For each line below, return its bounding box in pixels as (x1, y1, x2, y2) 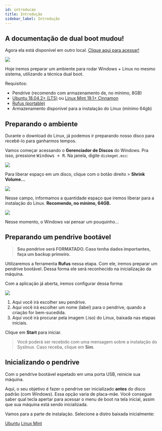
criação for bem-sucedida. (12, 309, 66, 315)
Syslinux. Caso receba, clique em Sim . (17, 344, 95, 350)
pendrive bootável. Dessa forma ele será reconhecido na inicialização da (5, 266, 151, 272)
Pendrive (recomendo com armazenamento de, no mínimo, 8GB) (12, 90, 142, 96)
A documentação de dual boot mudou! (5, 34, 124, 43)
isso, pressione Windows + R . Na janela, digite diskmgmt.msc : (5, 152, 128, 158)
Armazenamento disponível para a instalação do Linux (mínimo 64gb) (12, 106, 152, 111)
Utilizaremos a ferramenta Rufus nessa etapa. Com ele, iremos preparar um (5, 260, 158, 266)
